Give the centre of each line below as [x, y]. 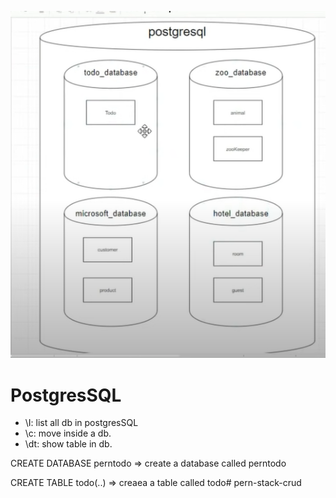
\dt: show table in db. [68, 444]
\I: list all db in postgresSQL [81, 423]
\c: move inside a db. [68, 433]
